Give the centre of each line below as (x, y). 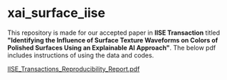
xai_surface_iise (56, 13)
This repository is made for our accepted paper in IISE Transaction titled (114, 33)
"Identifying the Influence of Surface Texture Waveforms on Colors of (113, 40)
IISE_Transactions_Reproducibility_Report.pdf (74, 69)
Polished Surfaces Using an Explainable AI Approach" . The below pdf (112, 47)
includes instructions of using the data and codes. (81, 55)
